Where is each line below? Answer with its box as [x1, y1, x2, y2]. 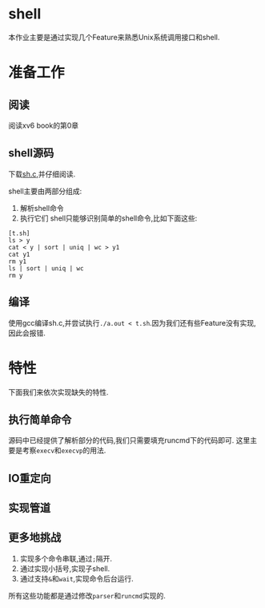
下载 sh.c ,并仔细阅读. [8, 169, 76, 179]
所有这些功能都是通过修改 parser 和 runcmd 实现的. [8, 590, 166, 600]
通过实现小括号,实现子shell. [19, 563, 110, 574]
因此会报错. [8, 328, 46, 338]
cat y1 [8, 250, 30, 258]
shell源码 [8, 146, 54, 160]
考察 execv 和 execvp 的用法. [22, 446, 106, 456]
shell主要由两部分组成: [8, 186, 82, 196]
